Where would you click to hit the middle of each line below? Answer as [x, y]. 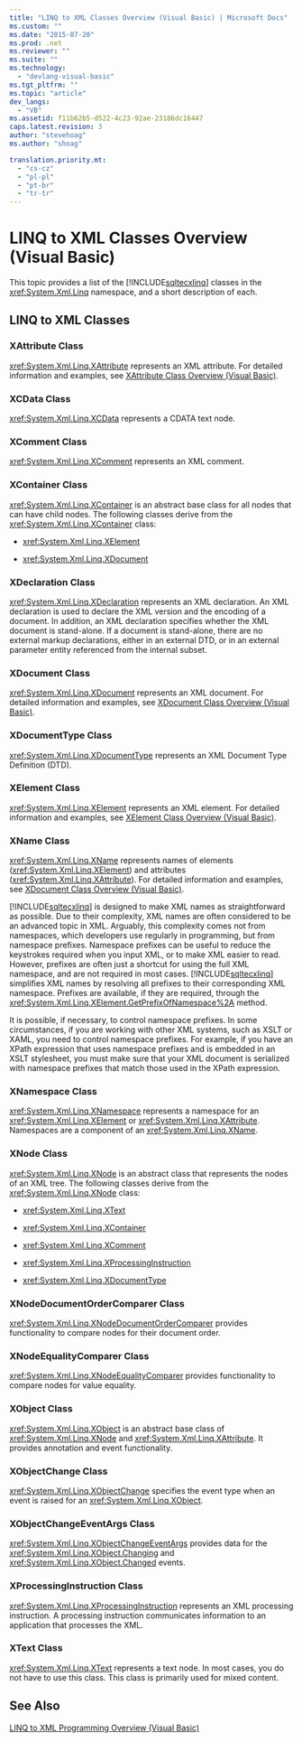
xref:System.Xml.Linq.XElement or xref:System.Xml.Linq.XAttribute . [134, 1121]
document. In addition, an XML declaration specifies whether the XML [139, 620]
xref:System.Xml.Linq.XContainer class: [83, 524]
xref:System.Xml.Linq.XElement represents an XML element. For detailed [145, 807]
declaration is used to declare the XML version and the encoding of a [137, 611]
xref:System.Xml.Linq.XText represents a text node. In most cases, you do [146, 1668]
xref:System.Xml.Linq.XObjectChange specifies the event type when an [142, 1490]
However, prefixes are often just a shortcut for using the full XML [129, 964]
